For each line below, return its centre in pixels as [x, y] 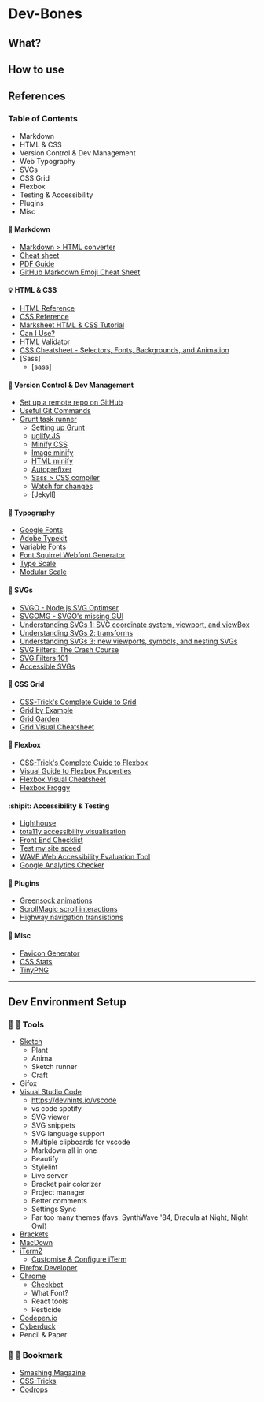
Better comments [59, 1201]
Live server [49, 1176]
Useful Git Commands [55, 411]
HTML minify [52, 461]
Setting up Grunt [58, 427]
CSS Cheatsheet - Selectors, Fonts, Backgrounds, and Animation [124, 350]
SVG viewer [50, 1117]
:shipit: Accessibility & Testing [59, 806]
